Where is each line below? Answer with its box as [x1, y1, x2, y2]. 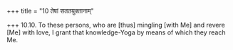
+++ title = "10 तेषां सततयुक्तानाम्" [6, 7, 94, 15]
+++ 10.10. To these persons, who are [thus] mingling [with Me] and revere [6, 21, 225, 29]
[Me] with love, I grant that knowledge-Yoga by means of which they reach [6, 28, 226, 37]
